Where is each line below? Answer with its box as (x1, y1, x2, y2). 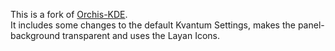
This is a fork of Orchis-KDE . (10, 9, 128, 20)
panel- (297, 19, 325, 31)
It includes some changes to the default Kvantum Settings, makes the (10, 19, 296, 31)
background (10, 30, 61, 41)
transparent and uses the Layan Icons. (62, 30, 220, 41)
